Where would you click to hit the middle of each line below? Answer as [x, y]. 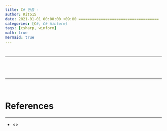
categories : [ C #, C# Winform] [37, 24]
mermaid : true [20, 38]
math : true [16, 33]
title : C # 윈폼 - [22, 10]
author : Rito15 [21, 14]
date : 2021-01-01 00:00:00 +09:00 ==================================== [82, 19]
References [29, 106]
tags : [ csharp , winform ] [31, 28]
